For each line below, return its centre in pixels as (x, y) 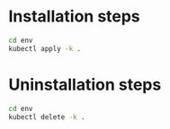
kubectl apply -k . (45, 48)
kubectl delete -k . (47, 117)
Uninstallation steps (85, 85)
